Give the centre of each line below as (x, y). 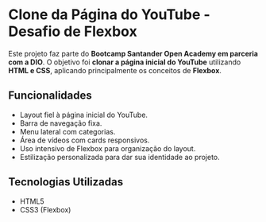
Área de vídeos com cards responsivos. (85, 140)
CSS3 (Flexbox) (45, 209)
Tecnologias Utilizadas (66, 182)
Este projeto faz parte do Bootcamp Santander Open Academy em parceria (133, 53)
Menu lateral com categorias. (67, 131)
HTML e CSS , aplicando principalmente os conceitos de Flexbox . (115, 70)
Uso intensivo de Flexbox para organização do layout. (108, 148)
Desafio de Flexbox (73, 31)
